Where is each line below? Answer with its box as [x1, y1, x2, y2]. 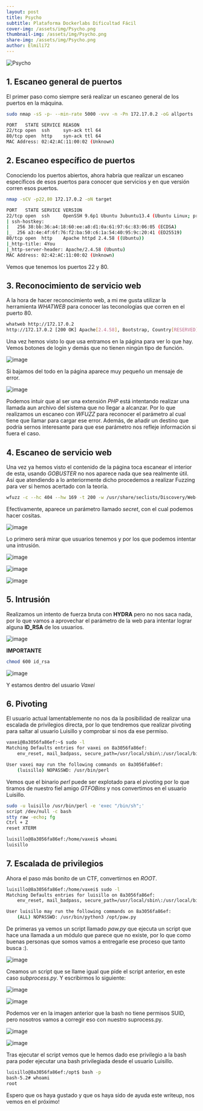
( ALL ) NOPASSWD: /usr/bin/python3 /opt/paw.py [17, 914, 137, 920]
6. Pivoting [6, 699, 48, 709]
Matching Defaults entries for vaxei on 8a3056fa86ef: [6, 745, 147, 751]
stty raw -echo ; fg [6, 814, 56, 820]
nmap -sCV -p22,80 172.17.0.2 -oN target [6, 196, 112, 202]
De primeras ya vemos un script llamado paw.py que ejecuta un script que [6, 925, 192, 932]
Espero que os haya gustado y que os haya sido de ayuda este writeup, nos [6, 1091, 195, 1099]
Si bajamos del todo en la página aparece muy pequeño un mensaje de [6, 368, 183, 375]
